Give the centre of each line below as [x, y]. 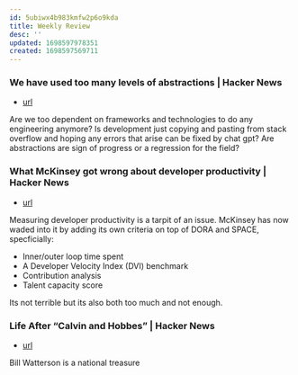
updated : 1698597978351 [54, 43]
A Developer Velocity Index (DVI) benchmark [105, 265]
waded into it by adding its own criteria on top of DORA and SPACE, [134, 229]
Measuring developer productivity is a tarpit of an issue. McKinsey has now [149, 219]
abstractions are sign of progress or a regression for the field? [125, 148]
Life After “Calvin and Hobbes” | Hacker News [112, 326]
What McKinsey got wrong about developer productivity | [138, 172]
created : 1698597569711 [54, 51]
